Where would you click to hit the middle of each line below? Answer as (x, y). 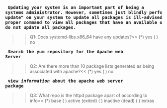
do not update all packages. (41, 27)
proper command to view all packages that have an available (81, 22)
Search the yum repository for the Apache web (65, 52)
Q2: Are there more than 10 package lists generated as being (92, 66)
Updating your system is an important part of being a (76, 7)
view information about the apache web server (65, 81)
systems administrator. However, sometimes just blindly (76, 12)
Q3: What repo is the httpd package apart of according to (88, 95)
